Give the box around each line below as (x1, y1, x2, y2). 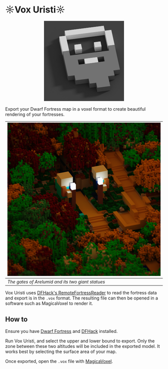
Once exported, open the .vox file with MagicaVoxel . (5, 358, 113, 364)
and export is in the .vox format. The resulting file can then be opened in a (5, 295, 158, 301)
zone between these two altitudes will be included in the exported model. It (5, 343, 160, 349)
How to (5, 315, 28, 323)
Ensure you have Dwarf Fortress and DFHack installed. (5, 328, 118, 334)
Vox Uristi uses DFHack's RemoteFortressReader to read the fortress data (5, 290, 157, 296)
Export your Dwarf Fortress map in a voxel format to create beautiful (5, 106, 146, 112)
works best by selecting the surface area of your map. (5, 348, 117, 354)
